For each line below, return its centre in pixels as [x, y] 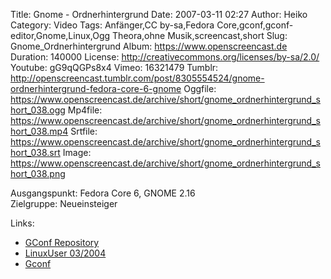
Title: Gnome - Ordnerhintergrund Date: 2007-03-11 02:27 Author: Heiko [159, 14]
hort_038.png [38, 173]
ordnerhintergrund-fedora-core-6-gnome [96, 88]
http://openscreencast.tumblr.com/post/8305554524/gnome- [137, 78]
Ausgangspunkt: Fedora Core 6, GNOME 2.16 [103, 193]
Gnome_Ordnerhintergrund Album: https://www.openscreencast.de [149, 46]
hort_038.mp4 [39, 131]
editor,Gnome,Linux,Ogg [60, 35]
